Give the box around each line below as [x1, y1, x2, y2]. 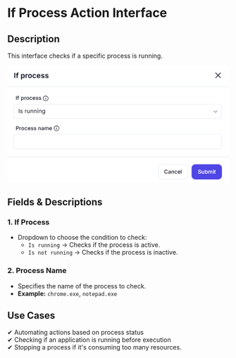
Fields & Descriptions [7, 196, 103, 208]
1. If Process [7, 217, 50, 226]
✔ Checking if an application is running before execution [7, 335, 171, 344]
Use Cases [7, 309, 56, 321]
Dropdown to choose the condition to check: [17, 234, 147, 242]
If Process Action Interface [7, 5, 168, 21]
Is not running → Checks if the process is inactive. [27, 248, 178, 257]
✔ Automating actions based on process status [7, 328, 144, 337]
